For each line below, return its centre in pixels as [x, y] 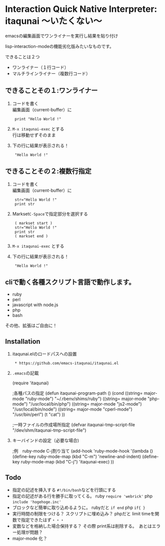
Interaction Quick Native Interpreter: [81, 9]
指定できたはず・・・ [43, 520]
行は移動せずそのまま [34, 135]
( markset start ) [34, 223]
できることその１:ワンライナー [51, 91]
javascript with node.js [35, 305]
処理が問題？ [30, 532]
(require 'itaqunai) [31, 383]
